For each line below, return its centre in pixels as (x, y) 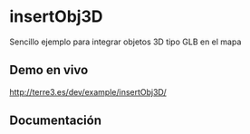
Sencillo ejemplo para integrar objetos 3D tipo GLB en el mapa (125, 42)
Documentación (56, 121)
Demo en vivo (49, 70)
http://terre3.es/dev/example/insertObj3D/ (88, 91)
